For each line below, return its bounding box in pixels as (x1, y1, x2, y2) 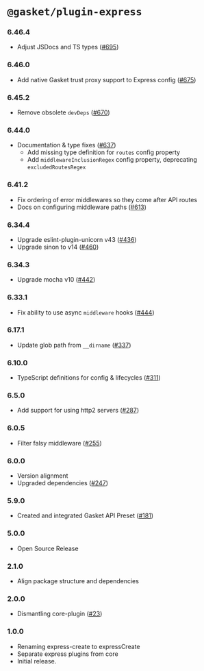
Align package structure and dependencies (16, 576, 139, 585)
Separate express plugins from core (16, 650, 118, 658)
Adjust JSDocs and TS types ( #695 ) (16, 43, 119, 51)
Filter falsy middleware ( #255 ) (16, 439, 103, 447)
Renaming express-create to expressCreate (16, 642, 140, 650)
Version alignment (16, 472, 68, 480)
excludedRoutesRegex (27, 164, 86, 171)
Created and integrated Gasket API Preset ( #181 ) (16, 511, 154, 520)
